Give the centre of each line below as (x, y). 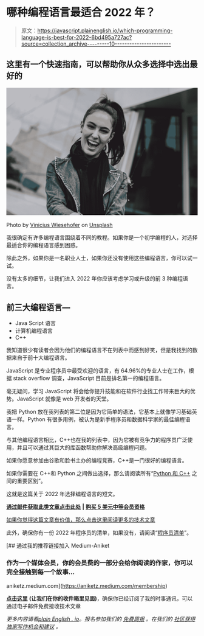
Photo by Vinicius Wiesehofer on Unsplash (60, 225)
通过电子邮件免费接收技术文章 (43, 606)
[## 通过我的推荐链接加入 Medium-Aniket (58, 546)
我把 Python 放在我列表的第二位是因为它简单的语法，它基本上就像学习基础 (99, 412)
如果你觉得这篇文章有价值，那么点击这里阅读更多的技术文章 (81, 520)
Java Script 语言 (35, 323)
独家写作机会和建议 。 (34, 626)
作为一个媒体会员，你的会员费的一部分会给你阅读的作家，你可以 (100, 563)
